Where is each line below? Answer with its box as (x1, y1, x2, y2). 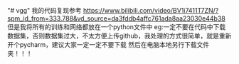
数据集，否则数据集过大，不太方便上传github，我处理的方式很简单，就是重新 (7, 31, 232, 40)
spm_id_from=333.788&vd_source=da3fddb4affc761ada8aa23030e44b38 (7, 14, 225, 23)
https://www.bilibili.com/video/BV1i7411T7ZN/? (83, 6, 219, 14)
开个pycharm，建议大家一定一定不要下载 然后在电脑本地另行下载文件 (7, 41, 210, 48)
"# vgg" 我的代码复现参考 (7, 6, 82, 14)
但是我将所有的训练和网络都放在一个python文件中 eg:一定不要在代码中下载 (7, 23, 226, 31)
